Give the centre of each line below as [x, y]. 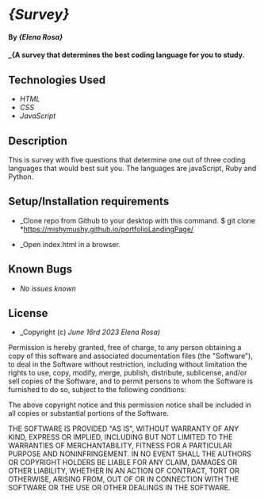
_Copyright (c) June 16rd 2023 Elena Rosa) [90, 332]
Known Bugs [40, 270]
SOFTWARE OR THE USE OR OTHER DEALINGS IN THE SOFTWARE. [119, 488]
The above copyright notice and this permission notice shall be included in [130, 405]
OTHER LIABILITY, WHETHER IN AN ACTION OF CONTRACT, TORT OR [124, 471]
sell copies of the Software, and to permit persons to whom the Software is [131, 381]
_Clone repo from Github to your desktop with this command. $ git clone [138, 220]
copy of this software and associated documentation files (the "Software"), [131, 356]
